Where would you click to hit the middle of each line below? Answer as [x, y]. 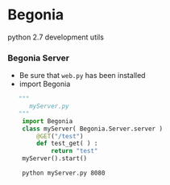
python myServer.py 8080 [64, 173]
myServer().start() [55, 158]
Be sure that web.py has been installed [82, 76]
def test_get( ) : [67, 144]
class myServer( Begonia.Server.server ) [92, 129]
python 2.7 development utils [56, 37]
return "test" [74, 151]
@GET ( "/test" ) [60, 136]
